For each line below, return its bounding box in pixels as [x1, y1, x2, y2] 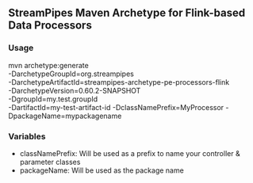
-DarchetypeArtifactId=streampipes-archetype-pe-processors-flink [8, 77, 230, 86]
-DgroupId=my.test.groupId [8, 94, 98, 104]
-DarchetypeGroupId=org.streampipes [8, 69, 135, 78]
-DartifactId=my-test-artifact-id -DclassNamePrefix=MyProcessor [8, 102, 224, 112]
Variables [8, 131, 46, 142]
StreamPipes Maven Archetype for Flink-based [8, 6, 246, 20]
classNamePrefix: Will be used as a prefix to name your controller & [19, 148, 240, 158]
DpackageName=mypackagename [8, 111, 122, 120]
